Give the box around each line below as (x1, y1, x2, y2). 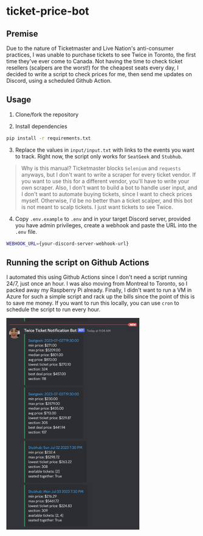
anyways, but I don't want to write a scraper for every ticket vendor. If (21, 171, 196, 178)
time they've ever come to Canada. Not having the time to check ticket (6, 58, 183, 65)
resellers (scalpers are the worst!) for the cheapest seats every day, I (6, 64, 179, 71)
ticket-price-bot (6, 4, 89, 18)
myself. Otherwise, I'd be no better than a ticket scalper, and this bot (21, 197, 193, 204)
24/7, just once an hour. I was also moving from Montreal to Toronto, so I (6, 280, 188, 287)
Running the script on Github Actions (6, 257, 150, 267)
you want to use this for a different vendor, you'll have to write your (21, 177, 190, 185)
